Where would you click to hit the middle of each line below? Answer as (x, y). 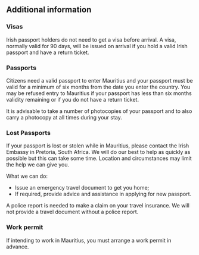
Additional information (49, 10)
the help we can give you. (38, 165)
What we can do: (27, 176)
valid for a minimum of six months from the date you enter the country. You (98, 87)
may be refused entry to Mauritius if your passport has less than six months (99, 93)
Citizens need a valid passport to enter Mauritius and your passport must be (99, 80)
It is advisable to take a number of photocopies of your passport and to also (99, 111)
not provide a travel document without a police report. (72, 212)
